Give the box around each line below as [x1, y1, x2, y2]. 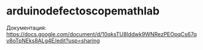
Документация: [6, 24, 47, 31]
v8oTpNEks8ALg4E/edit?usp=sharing [6, 37, 100, 44]
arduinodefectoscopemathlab [6, 4, 160, 18]
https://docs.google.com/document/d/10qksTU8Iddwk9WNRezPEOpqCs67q [6, 30, 197, 37]
